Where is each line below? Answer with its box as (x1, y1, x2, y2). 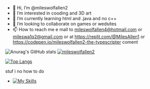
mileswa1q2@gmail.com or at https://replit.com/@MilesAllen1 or (12, 34, 145, 40)
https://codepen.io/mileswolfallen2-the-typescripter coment (12, 39, 138, 45)
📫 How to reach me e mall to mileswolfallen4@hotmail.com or (12, 27, 142, 32)
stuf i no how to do (5, 68, 44, 74)
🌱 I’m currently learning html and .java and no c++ (12, 16, 117, 21)
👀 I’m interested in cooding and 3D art (12, 10, 92, 16)
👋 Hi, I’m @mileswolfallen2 (12, 5, 68, 11)
